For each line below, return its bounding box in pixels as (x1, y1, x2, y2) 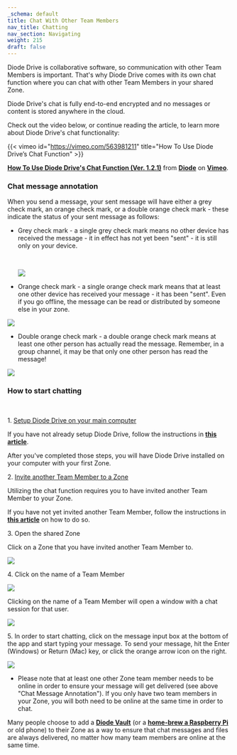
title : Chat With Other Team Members (7, 17, 119, 24)
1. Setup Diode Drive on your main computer (7, 416, 137, 424)
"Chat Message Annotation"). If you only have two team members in (17, 689, 218, 697)
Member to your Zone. (7, 494, 73, 502)
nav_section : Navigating (7, 30, 81, 38)
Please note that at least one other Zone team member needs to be (17, 674, 214, 682)
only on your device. (17, 241, 78, 250)
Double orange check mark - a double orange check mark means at (17, 332, 216, 341)
